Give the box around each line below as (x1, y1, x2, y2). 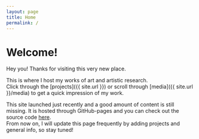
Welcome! (6, 45, 58, 59)
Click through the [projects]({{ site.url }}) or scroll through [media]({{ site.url (6, 83, 193, 90)
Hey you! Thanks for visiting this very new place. (6, 65, 127, 72)
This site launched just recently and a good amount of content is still (6, 101, 174, 108)
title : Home (6, 14, 36, 20)
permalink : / (6, 20, 39, 26)
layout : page (6, 8, 39, 15)
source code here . (6, 114, 51, 121)
